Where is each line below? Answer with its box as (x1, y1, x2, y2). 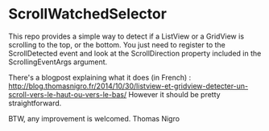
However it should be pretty (128, 89, 221, 99)
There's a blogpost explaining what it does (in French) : (8, 72, 192, 82)
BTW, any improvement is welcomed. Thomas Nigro (8, 113, 180, 123)
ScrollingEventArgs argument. (8, 57, 108, 67)
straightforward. (8, 98, 62, 108)
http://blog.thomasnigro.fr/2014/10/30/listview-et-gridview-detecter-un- (8, 81, 249, 91)
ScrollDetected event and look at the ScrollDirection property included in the (8, 48, 262, 58)
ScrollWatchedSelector (8, 5, 168, 23)
